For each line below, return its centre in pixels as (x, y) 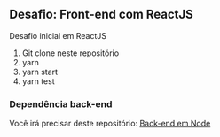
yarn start (40, 72)
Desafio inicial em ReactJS (58, 35)
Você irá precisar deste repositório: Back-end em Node (110, 124)
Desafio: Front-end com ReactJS (101, 15)
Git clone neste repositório (71, 53)
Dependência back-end (61, 103)
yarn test (38, 81)
